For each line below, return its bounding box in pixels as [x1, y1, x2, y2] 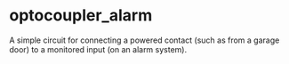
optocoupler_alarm [9, 5, 153, 26]
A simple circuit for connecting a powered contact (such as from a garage [9, 35, 280, 45]
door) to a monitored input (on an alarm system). [9, 44, 188, 54]
